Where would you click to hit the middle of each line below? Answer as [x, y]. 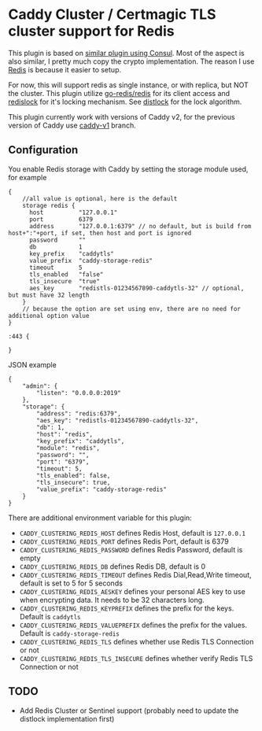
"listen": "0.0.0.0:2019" [79, 393]
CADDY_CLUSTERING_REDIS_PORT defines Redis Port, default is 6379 [124, 541]
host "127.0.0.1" [73, 212]
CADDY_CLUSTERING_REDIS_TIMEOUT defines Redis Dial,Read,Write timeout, [135, 574]
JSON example [32, 364]
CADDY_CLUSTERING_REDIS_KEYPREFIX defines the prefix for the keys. [127, 608]
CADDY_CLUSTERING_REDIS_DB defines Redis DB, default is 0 [113, 566]
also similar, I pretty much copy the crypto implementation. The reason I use [131, 61]
